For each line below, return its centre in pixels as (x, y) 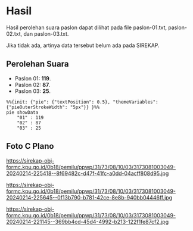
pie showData (22, 112)
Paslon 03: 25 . (33, 91)
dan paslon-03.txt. (46, 33)
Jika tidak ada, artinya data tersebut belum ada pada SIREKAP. (83, 45)
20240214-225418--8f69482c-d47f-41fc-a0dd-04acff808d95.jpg (88, 173)
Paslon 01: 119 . (33, 78)
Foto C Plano (30, 146)
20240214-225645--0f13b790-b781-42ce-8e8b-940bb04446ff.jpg (89, 197)
